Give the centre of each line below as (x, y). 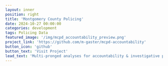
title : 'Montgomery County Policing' (44, 19)
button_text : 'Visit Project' (37, 51)
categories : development (31, 28)
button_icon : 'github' (29, 47)
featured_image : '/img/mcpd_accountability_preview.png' (66, 38)
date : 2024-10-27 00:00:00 (33, 24)
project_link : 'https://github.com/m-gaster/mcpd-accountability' (76, 42)
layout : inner (20, 10)
